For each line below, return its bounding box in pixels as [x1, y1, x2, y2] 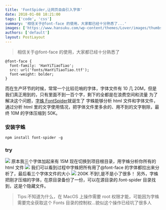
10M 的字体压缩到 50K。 [10, 110, 60, 116]
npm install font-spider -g [5, 135, 63, 140]
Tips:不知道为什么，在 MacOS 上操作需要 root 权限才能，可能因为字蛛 [17, 194, 160, 200]
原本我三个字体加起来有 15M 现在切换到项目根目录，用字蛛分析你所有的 [11, 159, 157, 165]
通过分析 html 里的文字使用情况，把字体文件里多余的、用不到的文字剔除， [5, 104, 155, 110]
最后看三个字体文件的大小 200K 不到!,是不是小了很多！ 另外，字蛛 [18, 171, 159, 177]
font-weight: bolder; [9, 72, 54, 77]
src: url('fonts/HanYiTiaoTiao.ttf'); [9, 67, 90, 72]
